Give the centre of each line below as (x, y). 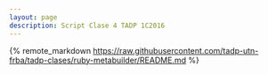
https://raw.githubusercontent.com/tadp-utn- (176, 50)
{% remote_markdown (50, 50)
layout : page (33, 17)
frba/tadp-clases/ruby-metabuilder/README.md (98, 60)
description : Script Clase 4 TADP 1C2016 (87, 26)
